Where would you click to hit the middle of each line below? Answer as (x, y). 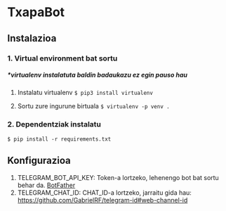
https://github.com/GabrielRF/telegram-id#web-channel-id (102, 200)
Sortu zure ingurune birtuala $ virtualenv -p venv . (93, 106)
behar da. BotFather (46, 185)
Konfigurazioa (39, 161)
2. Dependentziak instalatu (54, 124)
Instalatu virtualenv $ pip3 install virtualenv (85, 93)
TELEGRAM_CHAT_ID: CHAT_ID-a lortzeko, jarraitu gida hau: (104, 192)
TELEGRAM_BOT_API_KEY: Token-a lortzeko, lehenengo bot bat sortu (118, 177)
